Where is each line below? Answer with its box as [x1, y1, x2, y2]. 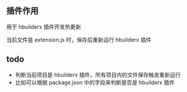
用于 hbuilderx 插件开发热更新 [6, 23, 81, 30]
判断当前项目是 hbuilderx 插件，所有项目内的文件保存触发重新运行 [15, 71, 181, 78]
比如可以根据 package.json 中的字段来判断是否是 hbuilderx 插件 [15, 79, 175, 86]
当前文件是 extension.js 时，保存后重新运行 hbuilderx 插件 [6, 36, 152, 43]
